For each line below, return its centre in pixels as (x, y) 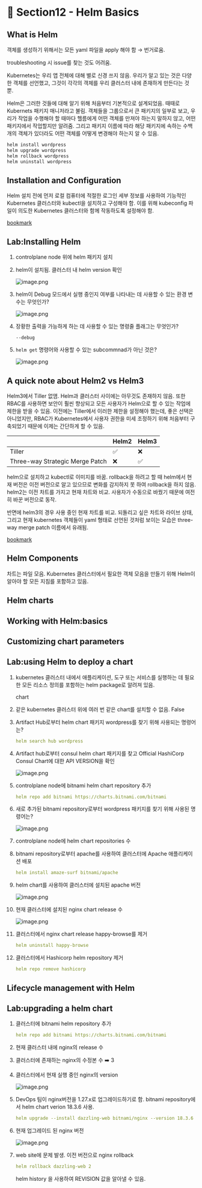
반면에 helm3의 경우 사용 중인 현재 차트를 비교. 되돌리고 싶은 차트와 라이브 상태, (100, 512)
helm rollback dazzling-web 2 (54, 1167)
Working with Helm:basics (57, 621)
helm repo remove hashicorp (50, 969)
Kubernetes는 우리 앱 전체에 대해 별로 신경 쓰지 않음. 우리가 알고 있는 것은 (94, 75)
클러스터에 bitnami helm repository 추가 (63, 1023)
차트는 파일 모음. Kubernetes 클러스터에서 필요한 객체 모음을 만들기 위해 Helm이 (101, 574)
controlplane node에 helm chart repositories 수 (73, 841)
